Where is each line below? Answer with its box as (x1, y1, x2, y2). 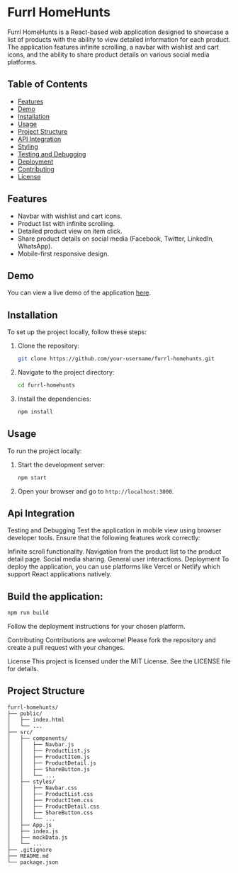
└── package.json (7, 858, 59, 866)
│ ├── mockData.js (7, 833, 69, 841)
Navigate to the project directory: (17, 368, 115, 377)
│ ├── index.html (7, 716, 65, 723)
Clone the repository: (17, 341, 80, 350)
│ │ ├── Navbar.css (7, 784, 78, 792)
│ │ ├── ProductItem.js (7, 753, 91, 760)
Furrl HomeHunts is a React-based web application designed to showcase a (7, 28, 229, 36)
